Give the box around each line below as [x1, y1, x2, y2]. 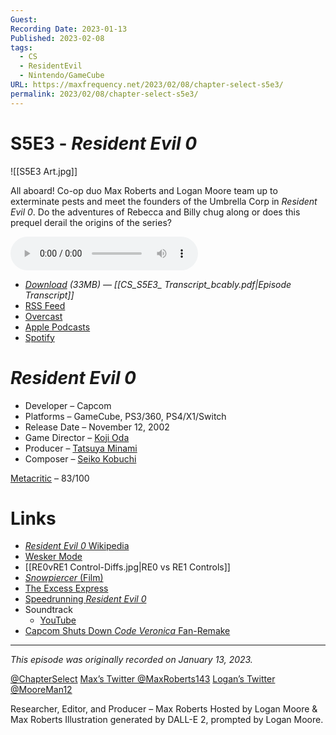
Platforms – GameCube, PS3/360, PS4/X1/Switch [24, 410, 227, 422]
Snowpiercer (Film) [24, 572, 104, 584]
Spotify [24, 331, 55, 343]
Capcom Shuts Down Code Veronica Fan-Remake [24, 625, 231, 637]
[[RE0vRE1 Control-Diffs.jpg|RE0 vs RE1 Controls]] [24, 561, 231, 573]
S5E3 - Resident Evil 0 [10, 132, 198, 155]
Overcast [24, 310, 63, 322]
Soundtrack [24, 604, 73, 616]
